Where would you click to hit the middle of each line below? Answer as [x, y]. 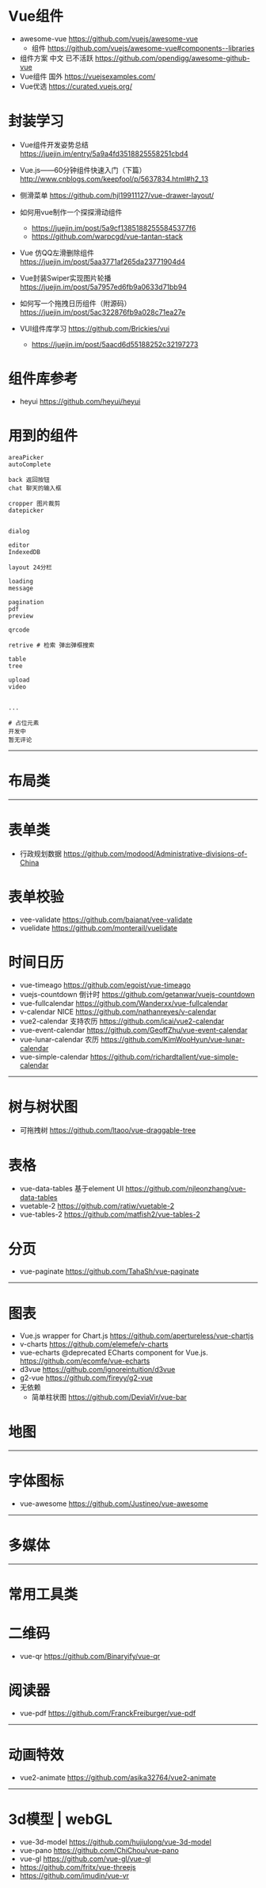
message [21, 588]
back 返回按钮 [29, 480]
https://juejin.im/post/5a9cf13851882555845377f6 [114, 227]
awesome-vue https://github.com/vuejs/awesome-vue [109, 38]
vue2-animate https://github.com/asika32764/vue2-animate [118, 1778]
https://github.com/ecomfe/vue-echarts [85, 1361]
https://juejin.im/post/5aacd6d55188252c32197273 [115, 344]
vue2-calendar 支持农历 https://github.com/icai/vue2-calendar [122, 1021]
